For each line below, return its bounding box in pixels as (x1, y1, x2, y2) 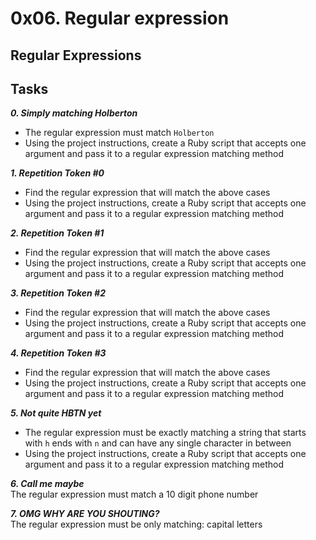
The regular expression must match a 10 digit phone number (10, 488, 259, 501)
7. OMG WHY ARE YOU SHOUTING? (10, 508, 160, 520)
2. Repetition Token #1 (10, 227, 105, 239)
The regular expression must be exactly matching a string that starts (24, 427, 307, 439)
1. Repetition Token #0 (10, 167, 105, 179)
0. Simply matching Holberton (10, 107, 138, 119)
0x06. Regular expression (10, 7, 230, 30)
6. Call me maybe (10, 478, 85, 490)
